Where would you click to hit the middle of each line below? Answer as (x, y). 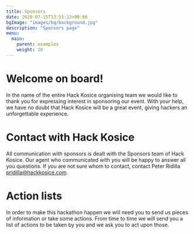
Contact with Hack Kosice (70, 137)
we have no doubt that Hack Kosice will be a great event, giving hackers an (97, 107)
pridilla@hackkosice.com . (37, 172)
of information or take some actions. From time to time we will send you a (95, 218)
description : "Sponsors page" (43, 28)
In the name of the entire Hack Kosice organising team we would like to (92, 95)
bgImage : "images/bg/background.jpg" (52, 22)
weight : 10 (30, 50)
